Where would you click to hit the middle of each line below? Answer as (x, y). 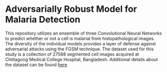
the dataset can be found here (36, 65)
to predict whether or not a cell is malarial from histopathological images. (80, 38)
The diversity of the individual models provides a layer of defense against (81, 43)
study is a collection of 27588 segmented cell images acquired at (72, 54)
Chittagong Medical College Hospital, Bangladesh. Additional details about (82, 59)
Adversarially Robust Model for (71, 9)
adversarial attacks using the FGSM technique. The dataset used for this (80, 49)
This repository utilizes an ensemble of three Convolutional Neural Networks (83, 33)
